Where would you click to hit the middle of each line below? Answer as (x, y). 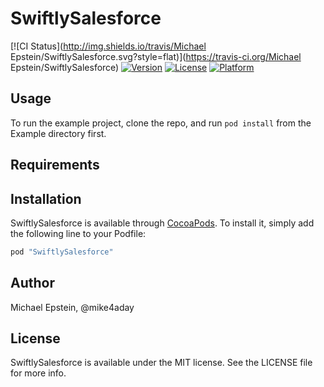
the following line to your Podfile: (78, 233)
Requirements (55, 165)
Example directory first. (58, 133)
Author (32, 283)
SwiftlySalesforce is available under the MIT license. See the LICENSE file (161, 363)
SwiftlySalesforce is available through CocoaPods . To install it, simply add (162, 223)
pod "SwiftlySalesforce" (62, 252)
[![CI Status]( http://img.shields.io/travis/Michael (108, 46)
